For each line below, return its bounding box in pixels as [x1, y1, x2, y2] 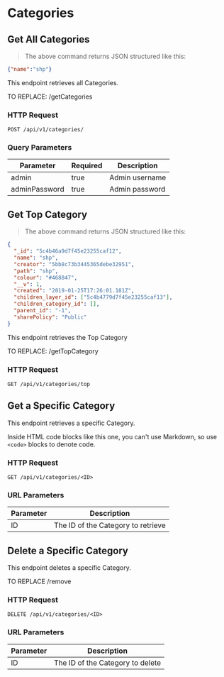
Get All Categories [7, 33, 90, 45]
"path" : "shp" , [13, 268, 59, 275]
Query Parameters [7, 143, 72, 153]
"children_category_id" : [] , [13, 300, 100, 308]
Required [71, 161, 103, 171]
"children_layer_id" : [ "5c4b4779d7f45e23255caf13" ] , [13, 294, 173, 301]
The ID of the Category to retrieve [53, 520, 167, 530]
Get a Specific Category [7, 400, 116, 412]
